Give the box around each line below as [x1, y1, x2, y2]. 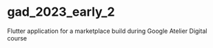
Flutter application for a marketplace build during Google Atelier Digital [7, 27, 207, 35]
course [7, 34, 28, 42]
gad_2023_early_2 [7, 4, 115, 20]
